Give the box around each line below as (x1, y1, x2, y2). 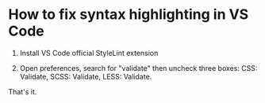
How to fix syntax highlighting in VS (8, 6, 249, 24)
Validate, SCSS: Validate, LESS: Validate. (19, 72, 152, 81)
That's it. (8, 86, 37, 96)
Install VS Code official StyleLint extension (19, 48, 159, 57)
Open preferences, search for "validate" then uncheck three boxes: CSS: (19, 63, 258, 72)
